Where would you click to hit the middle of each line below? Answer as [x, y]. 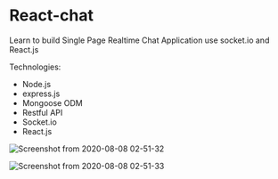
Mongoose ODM [52, 102]
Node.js [37, 84]
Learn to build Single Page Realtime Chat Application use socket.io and [139, 40]
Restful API [42, 112]
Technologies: [35, 67]
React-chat [52, 16]
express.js [41, 94]
